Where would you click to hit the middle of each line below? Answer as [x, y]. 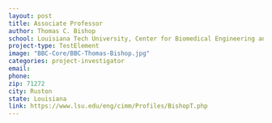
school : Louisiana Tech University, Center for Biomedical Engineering [132, 38]
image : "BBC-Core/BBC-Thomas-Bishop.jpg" [79, 53]
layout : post [30, 16]
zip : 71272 [27, 83]
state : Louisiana [38, 99]
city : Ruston [30, 91]
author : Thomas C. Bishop [52, 31]
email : [19, 69]
